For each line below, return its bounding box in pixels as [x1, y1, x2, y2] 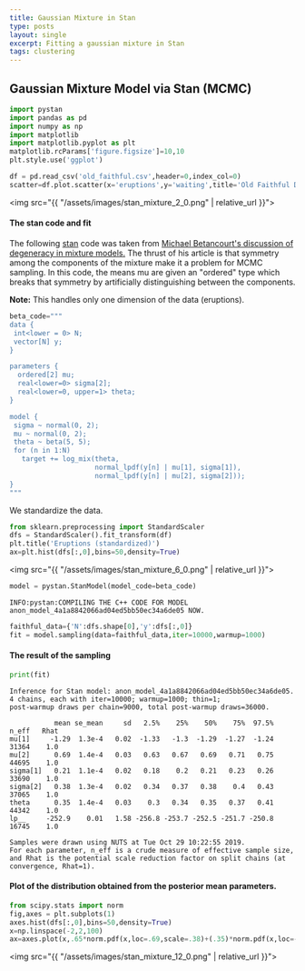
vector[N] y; [13, 337, 64, 346]
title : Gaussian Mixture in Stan [9, 13, 136, 23]
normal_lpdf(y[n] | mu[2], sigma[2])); [94, 471, 246, 480]
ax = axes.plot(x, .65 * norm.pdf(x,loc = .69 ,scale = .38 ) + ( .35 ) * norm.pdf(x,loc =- [9, 935, 299, 944]
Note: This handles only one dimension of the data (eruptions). [9, 295, 245, 305]
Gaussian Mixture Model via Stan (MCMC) [9, 81, 252, 96]
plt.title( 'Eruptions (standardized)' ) [9, 539, 161, 548]
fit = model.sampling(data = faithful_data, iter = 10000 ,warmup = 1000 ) [9, 630, 266, 639]
